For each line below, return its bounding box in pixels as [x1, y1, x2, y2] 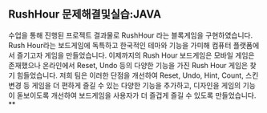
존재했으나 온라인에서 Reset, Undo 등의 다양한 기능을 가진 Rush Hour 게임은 [8, 60, 249, 70]
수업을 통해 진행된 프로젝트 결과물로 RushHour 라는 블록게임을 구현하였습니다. [8, 30, 253, 40]
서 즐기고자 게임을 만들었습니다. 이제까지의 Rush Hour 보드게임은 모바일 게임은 [8, 50, 255, 60]
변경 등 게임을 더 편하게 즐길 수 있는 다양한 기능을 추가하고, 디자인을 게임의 [8, 80, 241, 90]
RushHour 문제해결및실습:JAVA [8, 7, 162, 22]
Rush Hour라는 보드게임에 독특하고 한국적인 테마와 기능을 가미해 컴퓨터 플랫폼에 [8, 40, 260, 50]
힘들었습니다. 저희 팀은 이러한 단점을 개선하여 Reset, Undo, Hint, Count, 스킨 [16, 71, 259, 80]
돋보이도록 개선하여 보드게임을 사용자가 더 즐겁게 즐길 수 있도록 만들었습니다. [16, 91, 257, 100]
